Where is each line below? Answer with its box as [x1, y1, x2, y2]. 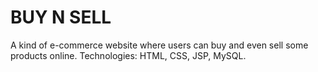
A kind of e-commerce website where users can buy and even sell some [10, 39, 309, 51]
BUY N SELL [10, 6, 112, 29]
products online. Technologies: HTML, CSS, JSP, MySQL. [10, 49, 247, 61]
